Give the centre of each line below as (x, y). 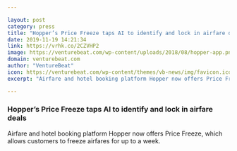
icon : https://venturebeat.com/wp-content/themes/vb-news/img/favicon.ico (120, 72)
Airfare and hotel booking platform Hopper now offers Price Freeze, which (115, 133)
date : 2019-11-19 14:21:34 (47, 39)
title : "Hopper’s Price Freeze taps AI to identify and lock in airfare (116, 33)
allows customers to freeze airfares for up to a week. (84, 140)
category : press (31, 26)
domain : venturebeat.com (44, 59)
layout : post (26, 20)
